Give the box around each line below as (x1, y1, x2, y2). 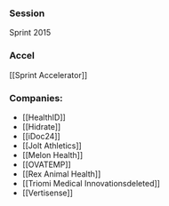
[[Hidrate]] (21, 121, 61, 131)
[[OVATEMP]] (21, 159, 71, 170)
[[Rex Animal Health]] (21, 168, 101, 179)
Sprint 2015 (9, 28, 52, 38)
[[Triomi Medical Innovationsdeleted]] (21, 178, 160, 188)
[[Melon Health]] (21, 149, 84, 160)
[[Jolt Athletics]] (21, 140, 82, 151)
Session (9, 7, 45, 20)
